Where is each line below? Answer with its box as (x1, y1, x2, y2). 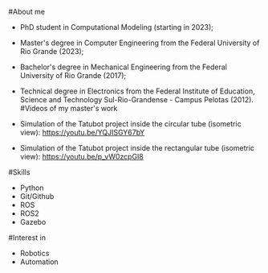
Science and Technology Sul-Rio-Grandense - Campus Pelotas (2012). (19, 95, 254, 104)
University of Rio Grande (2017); (19, 71, 127, 80)
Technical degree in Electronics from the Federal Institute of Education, (19, 86, 255, 96)
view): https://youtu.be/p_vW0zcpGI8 (19, 152, 144, 161)
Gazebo (19, 217, 47, 226)
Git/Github (19, 192, 55, 201)
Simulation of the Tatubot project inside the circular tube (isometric (19, 119, 242, 128)
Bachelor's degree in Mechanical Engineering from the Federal (19, 62, 227, 72)
